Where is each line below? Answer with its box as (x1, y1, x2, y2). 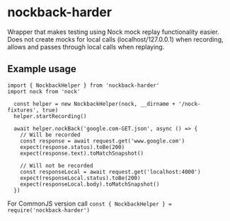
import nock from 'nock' (7, 88, 81, 95)
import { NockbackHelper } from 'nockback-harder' (7, 82, 160, 89)
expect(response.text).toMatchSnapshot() (20, 150, 144, 157)
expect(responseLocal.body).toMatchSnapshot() (20, 181, 160, 188)
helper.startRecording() (13, 112, 87, 120)
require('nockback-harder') (7, 206, 91, 214)
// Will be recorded (20, 131, 81, 138)
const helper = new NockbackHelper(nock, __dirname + (13, 100, 176, 107)
